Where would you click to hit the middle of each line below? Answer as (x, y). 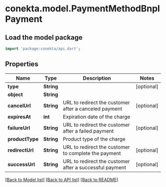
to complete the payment (92, 153)
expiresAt (19, 117)
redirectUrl (21, 150)
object (15, 94)
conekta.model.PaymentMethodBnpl (83, 9)
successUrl (21, 164)
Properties (22, 64)
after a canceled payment (93, 108)
